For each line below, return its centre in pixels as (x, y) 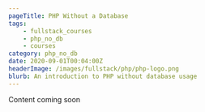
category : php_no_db (43, 54)
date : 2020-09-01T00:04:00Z (56, 62)
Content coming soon (45, 99)
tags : (17, 24)
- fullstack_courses (58, 31)
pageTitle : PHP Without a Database (68, 16)
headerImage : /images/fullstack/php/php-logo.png (94, 69)
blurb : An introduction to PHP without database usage (103, 76)
